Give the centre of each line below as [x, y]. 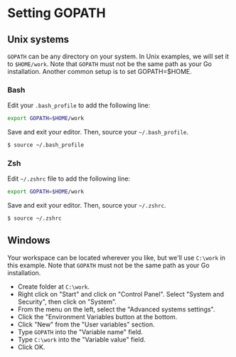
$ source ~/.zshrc [34, 218]
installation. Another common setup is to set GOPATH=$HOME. [100, 71]
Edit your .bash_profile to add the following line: [79, 105]
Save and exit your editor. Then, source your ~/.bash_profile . [98, 132]
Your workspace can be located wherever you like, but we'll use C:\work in [117, 257]
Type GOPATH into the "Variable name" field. [80, 331]
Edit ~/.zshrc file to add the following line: [69, 178]
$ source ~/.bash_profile [45, 145]
